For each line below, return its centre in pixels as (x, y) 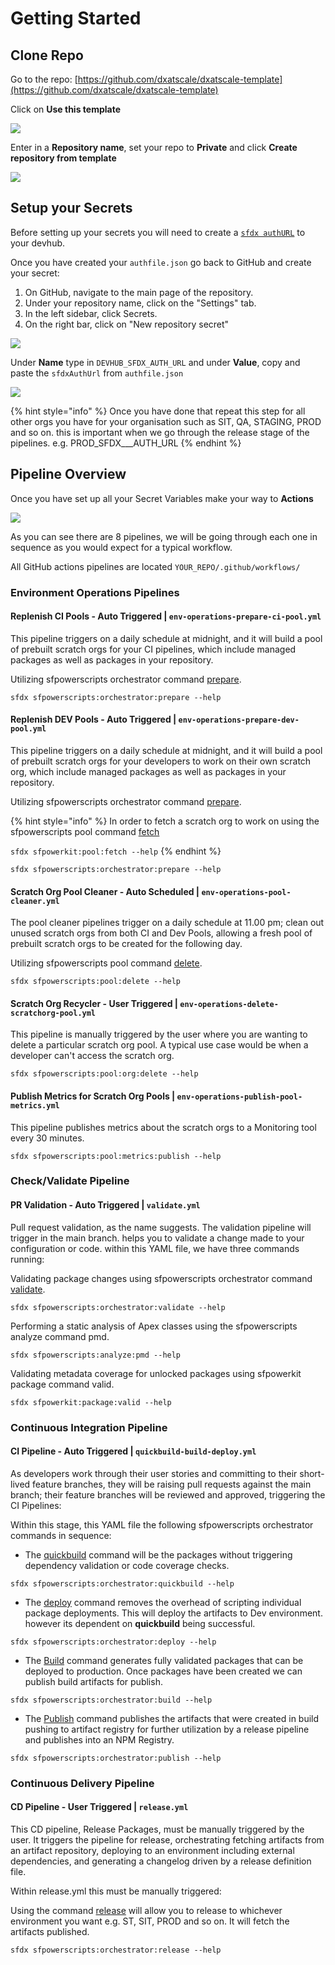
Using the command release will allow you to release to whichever (146, 1910)
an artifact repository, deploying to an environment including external (152, 1850)
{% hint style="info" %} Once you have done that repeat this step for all (158, 411)
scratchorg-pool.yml (53, 1013)
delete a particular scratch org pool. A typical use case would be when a (159, 1045)
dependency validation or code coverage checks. (127, 1565)
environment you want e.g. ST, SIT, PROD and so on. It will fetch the (150, 1921)
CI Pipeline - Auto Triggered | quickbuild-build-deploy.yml (133, 1451)
